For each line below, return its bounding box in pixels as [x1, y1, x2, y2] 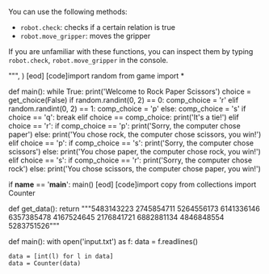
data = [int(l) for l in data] [8, 252, 114, 260]
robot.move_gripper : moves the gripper [19, 32, 151, 40]
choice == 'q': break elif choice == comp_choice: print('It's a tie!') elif [8, 112, 240, 122]
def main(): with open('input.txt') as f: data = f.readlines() [8, 237, 199, 246]
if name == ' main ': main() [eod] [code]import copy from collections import [8, 179, 257, 189]
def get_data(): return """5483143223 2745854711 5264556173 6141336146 [8, 204, 261, 213]
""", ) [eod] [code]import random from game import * [8, 71, 185, 80]
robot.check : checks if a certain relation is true [19, 23, 176, 32]
